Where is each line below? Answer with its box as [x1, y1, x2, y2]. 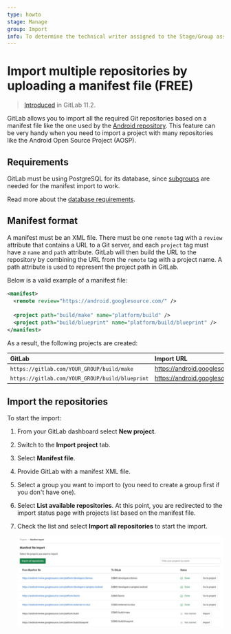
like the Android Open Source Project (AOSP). [7, 136, 136, 145]
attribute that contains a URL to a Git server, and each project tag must [7, 241, 209, 249]
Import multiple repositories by [7, 63, 188, 79]
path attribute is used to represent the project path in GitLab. [7, 263, 179, 271]
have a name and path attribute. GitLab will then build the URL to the [7, 248, 197, 256]
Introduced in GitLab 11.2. [23, 101, 96, 110]
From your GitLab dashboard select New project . [16, 427, 157, 436]
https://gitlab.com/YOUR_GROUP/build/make [10, 365, 134, 372]
